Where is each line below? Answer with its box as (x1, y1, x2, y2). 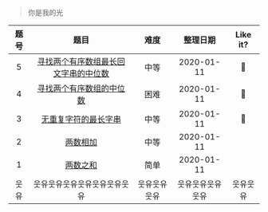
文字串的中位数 (53, 68, 110, 79)
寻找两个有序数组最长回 (37, 56, 126, 67)
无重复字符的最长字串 (41, 114, 122, 124)
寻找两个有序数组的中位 (37, 83, 126, 94)
